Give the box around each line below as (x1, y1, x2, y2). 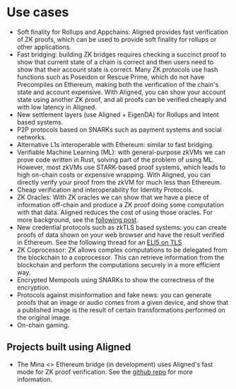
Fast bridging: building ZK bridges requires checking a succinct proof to (16, 50, 227, 59)
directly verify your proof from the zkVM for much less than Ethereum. (16, 178, 222, 186)
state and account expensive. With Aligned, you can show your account (16, 88, 226, 96)
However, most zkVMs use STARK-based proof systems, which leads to (16, 163, 226, 171)
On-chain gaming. (16, 320, 70, 329)
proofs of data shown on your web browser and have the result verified (16, 231, 225, 239)
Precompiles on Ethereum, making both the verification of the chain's (16, 80, 219, 88)
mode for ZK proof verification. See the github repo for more (16, 367, 194, 376)
